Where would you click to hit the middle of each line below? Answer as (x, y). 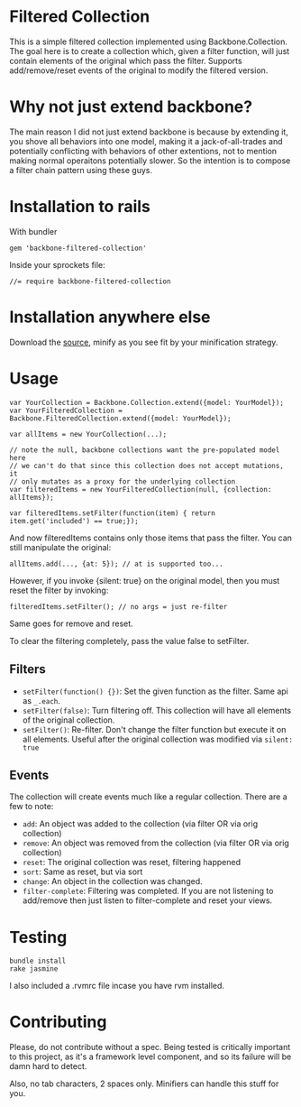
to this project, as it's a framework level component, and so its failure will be (150, 1056)
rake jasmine (34, 969)
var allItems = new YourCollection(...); (88, 434)
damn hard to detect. (48, 1066)
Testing (38, 937)
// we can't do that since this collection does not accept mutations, (146, 466)
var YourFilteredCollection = (66, 411)
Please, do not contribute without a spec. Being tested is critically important (150, 1047)
